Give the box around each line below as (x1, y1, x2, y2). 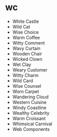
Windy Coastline (12, 105, 46, 111)
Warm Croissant (12, 115, 46, 121)
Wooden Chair (12, 50, 42, 57)
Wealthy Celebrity (12, 110, 50, 116)
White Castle (12, 18, 39, 24)
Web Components (12, 126, 50, 132)
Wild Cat (12, 23, 30, 29)
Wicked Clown (12, 56, 42, 62)
